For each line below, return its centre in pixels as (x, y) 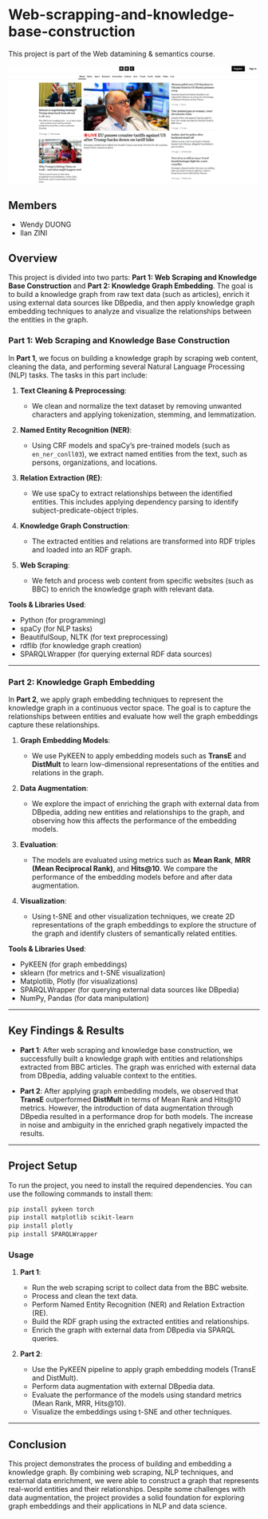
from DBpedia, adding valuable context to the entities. (108, 1075)
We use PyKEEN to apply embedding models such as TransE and (139, 755)
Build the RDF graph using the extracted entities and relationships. (140, 1322)
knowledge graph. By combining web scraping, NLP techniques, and (121, 1472)
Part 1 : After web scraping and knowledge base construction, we (126, 1050)
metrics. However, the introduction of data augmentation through (126, 1108)
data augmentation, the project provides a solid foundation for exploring (126, 1497)
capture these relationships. (54, 725)
